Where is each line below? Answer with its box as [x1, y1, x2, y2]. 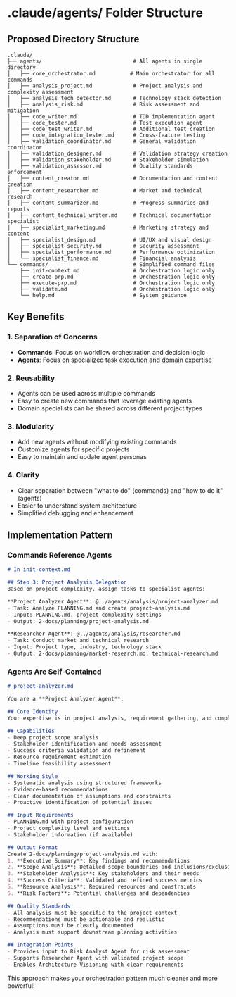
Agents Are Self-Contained [7, 667, 102, 677]
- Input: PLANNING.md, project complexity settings [7, 611, 162, 618]
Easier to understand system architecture [17, 501, 137, 510]
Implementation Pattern [7, 529, 114, 541]
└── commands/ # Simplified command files [7, 261, 216, 268]
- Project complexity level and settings [7, 825, 131, 832]
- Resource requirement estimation [7, 753, 112, 761]
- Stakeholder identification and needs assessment [7, 741, 162, 748]
